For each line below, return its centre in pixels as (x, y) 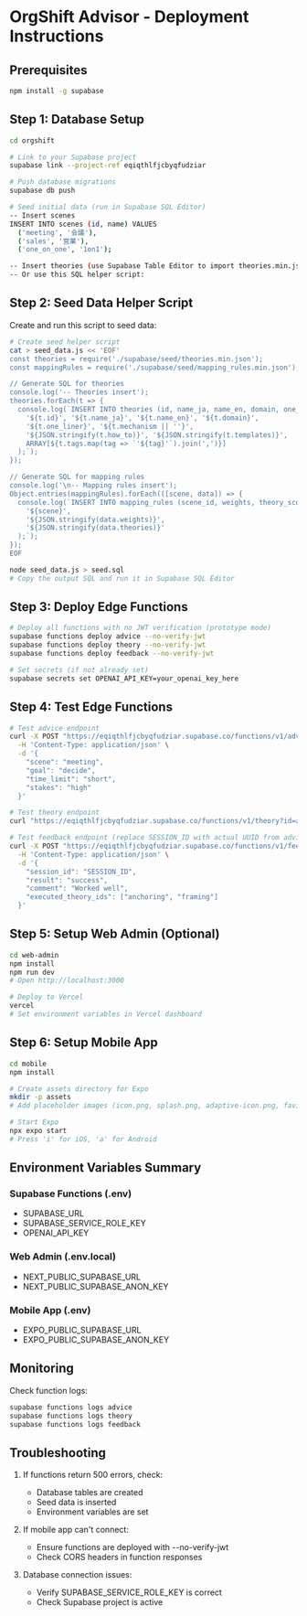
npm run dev (32, 972)
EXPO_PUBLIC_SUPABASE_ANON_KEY (96, 1340)
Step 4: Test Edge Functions (91, 707)
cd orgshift (32, 140)
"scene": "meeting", (65, 762)
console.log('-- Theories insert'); (79, 392)
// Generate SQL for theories (67, 384)
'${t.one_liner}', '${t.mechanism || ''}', (110, 426)
